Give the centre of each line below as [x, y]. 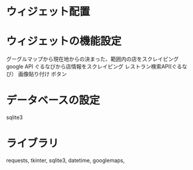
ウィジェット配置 [48, 12]
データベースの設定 [53, 100]
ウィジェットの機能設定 [64, 41]
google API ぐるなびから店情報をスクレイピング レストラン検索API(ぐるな [97, 66]
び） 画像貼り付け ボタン [36, 74]
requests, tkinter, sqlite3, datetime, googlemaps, [65, 160]
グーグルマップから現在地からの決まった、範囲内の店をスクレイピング [93, 59]
